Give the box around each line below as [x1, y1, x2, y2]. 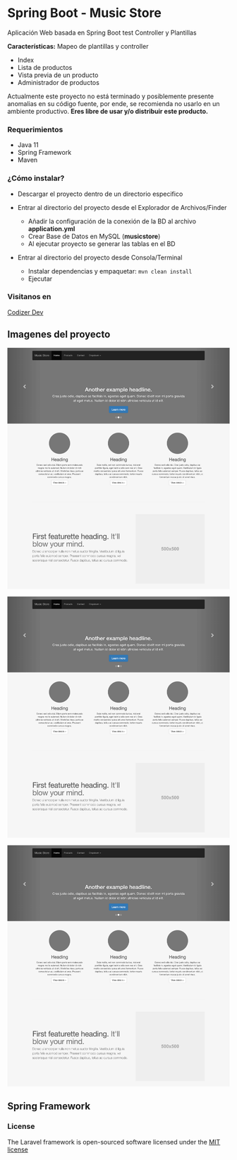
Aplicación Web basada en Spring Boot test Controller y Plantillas [7, 28, 197, 37]
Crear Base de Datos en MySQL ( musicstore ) [28, 232, 161, 240]
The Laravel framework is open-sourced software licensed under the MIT [7, 1137, 221, 1146]
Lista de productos [17, 63, 73, 71]
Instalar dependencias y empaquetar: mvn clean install [28, 266, 193, 275]
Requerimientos [7, 124, 63, 134]
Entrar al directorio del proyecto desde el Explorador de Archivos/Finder [17, 203, 227, 211]
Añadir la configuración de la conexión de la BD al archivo [28, 217, 196, 225]
